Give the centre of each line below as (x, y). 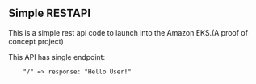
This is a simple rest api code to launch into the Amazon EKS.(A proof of (128, 32)
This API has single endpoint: (57, 57)
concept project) (36, 41)
